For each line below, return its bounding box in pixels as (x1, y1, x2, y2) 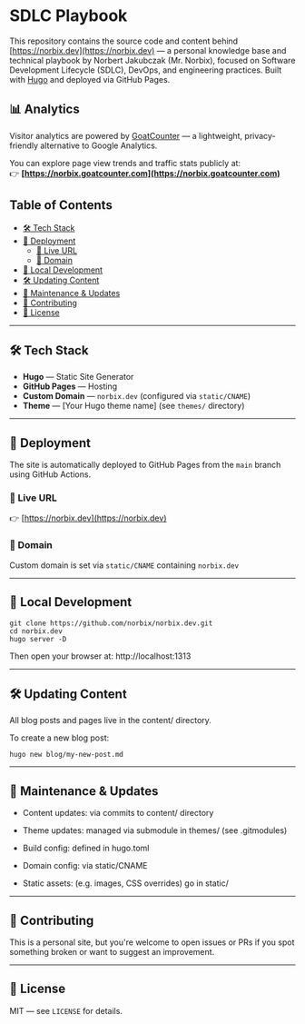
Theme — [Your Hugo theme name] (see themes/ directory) (22, 401, 245, 412)
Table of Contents (9, 197, 113, 214)
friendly (9, 140, 39, 151)
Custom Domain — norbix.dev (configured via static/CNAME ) (22, 391, 251, 402)
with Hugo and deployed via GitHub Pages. (9, 74, 171, 85)
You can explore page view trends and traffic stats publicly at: (9, 157, 241, 168)
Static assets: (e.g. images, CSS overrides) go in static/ (22, 878, 230, 889)
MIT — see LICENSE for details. (9, 1005, 123, 1016)
